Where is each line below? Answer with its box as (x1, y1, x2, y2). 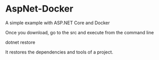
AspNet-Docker (5, 3, 74, 15)
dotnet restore (5, 39, 36, 45)
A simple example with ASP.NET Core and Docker (5, 20, 110, 26)
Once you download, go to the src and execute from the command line (5, 29, 154, 35)
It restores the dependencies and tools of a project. (5, 49, 113, 55)
